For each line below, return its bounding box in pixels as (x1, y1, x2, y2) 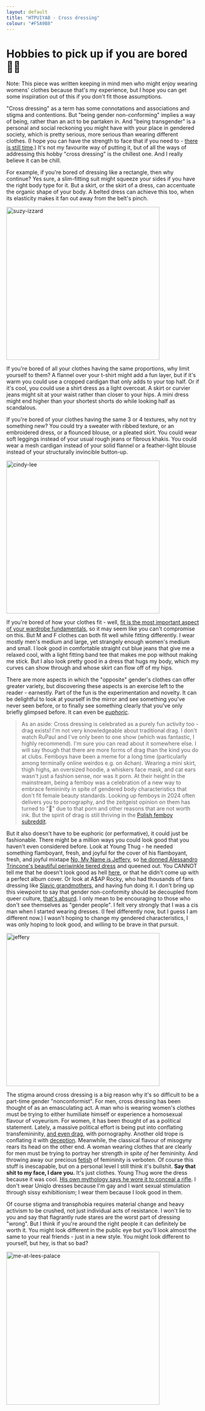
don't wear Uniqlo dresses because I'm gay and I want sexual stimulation (6, 1182, 191, 1189)
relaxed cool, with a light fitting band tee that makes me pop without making (6, 651, 198, 659)
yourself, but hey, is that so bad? (6, 1240, 89, 1247)
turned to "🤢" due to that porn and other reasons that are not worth (21, 805, 191, 812)
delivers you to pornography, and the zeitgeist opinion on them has (21, 798, 191, 806)
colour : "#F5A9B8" (6, 20, 53, 26)
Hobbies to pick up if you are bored (6, 47, 188, 61)
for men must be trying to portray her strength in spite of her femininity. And (6, 1150, 198, 1157)
